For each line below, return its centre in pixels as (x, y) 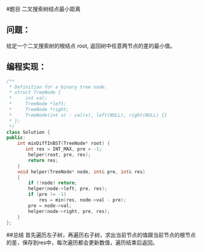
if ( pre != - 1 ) (47, 194)
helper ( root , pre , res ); (60, 155)
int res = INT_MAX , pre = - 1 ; (64, 149)
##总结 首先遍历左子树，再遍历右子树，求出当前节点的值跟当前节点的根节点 (101, 235)
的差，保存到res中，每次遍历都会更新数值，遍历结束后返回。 (82, 243)
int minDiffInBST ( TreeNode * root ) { (64, 144)
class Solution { (28, 132)
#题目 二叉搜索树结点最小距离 (44, 9)
